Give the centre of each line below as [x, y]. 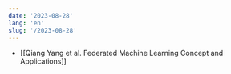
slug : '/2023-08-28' [43, 30]
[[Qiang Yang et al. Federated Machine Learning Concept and [122, 53]
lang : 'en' [26, 23]
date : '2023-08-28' [41, 16]
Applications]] [43, 61]
